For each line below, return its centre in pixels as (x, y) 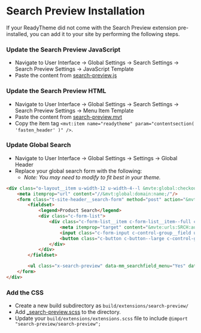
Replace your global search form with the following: (78, 171)
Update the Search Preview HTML (56, 91)
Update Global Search (39, 145)
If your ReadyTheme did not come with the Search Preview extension (92, 28)
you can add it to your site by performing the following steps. (105, 34)
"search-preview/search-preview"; (58, 324)
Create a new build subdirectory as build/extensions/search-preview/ (102, 306)
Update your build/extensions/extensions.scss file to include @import (101, 319)
